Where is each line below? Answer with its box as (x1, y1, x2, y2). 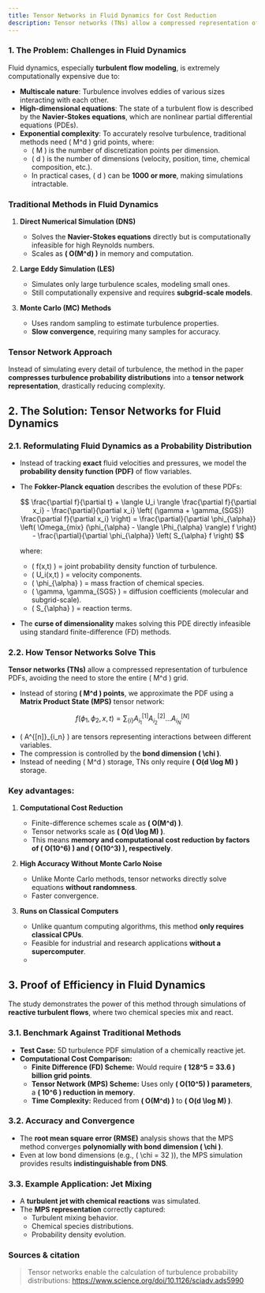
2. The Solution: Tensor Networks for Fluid (8, 404, 222, 417)
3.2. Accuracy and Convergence (8, 1115, 136, 1126)
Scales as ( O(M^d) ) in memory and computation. (31, 249, 194, 258)
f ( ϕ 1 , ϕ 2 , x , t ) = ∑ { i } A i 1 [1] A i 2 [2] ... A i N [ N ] (75, 712, 190, 726)
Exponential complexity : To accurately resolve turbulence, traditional (19, 128, 247, 138)
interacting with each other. (19, 95, 109, 104)
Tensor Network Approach (8, 347, 113, 358)
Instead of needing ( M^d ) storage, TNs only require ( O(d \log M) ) (19, 757, 239, 767)
